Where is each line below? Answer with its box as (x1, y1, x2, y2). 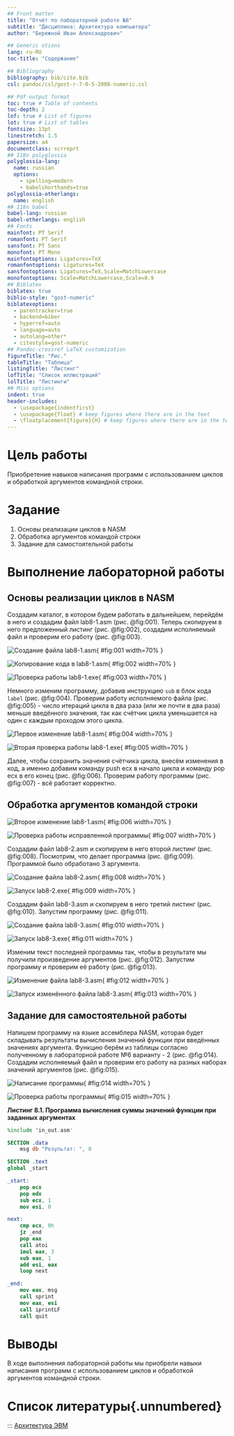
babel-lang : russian (7, 210, 68, 217)
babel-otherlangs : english (7, 217, 86, 224)
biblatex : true (7, 287, 52, 295)
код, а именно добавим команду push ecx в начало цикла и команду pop (7, 764, 225, 772)
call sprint (19, 1293, 54, 1300)
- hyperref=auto (13, 320, 61, 327)
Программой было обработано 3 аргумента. (7, 859, 141, 867)
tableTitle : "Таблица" (7, 359, 73, 366)
